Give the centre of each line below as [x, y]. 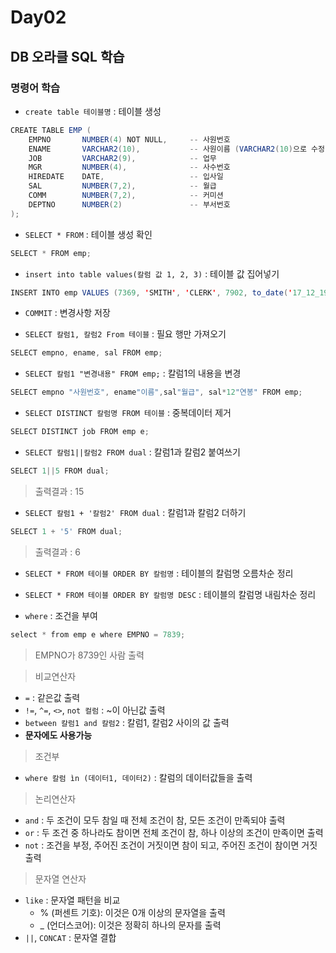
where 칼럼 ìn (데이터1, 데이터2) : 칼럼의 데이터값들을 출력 [138, 777]
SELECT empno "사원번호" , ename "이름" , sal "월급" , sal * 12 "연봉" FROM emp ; [156, 392]
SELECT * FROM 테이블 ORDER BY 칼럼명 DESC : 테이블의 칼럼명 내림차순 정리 [170, 594]
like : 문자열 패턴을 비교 [72, 900]
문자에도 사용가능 [58, 735]
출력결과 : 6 [57, 552]
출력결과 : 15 [59, 491]
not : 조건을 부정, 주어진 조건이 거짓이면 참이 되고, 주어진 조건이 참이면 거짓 [171, 845]
